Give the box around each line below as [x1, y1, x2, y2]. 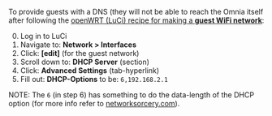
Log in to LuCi [19, 32, 67, 41]
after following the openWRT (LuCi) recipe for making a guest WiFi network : [8, 15, 265, 25]
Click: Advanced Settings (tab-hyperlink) [19, 66, 160, 75]
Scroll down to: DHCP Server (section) [19, 57, 150, 67]
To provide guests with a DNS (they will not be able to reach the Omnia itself [8, 7, 264, 16]
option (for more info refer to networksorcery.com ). [8, 99, 180, 108]
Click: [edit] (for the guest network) [19, 49, 140, 58]
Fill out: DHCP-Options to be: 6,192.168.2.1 [19, 75, 168, 84]
